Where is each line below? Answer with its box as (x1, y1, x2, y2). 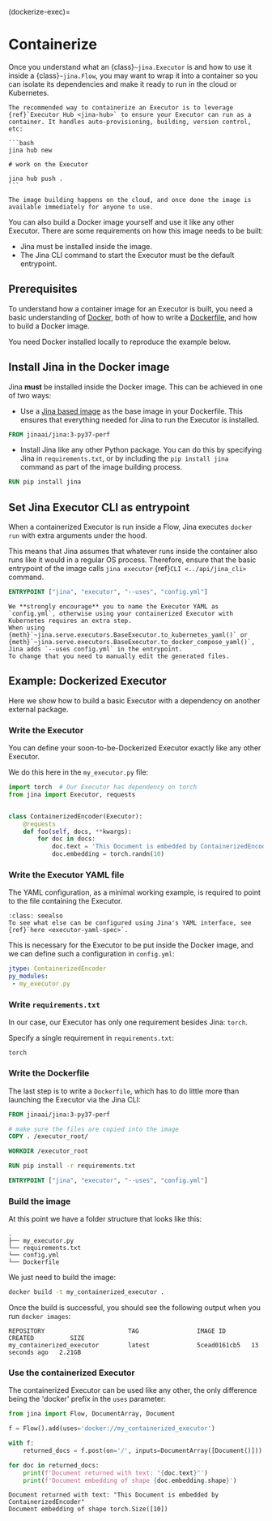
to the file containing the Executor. (8, 896, 123, 906)
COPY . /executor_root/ (8, 1132, 89, 1141)
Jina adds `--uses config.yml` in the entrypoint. (8, 645, 183, 653)
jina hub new (8, 146, 53, 154)
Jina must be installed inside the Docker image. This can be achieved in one (8, 381, 263, 392)
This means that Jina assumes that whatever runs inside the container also (8, 547, 258, 556)
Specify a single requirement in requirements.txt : (8, 1033, 175, 1043)
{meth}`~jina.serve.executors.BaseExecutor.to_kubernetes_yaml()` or (8, 631, 249, 639)
